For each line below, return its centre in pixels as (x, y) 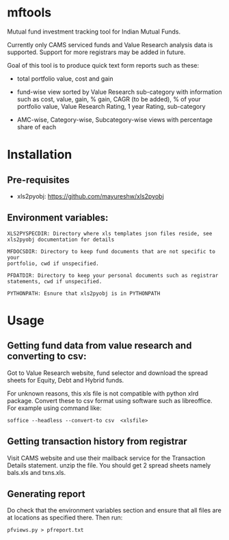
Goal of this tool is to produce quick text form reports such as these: (103, 65)
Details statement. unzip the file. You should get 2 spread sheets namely (109, 465)
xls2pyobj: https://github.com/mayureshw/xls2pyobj (90, 196)
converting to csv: (47, 356)
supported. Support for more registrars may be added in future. (96, 52)
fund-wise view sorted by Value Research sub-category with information (119, 92)
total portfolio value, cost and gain (65, 78)
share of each (37, 127)
